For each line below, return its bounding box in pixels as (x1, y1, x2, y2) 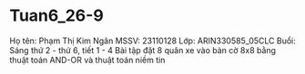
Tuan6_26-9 (9, 5, 105, 26)
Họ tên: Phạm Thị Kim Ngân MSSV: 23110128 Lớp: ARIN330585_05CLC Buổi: (9, 35, 296, 46)
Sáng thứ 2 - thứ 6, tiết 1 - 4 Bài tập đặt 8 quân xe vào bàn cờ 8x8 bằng (9, 44, 276, 55)
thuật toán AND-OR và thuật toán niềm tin (9, 54, 166, 65)
